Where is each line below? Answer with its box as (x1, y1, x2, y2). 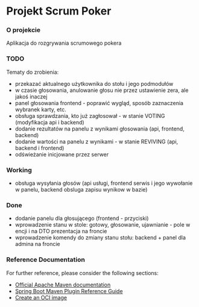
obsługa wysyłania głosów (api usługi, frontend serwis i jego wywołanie (14, 179, 193, 187)
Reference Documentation (6, 256, 86, 264)
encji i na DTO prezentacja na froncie (14, 228, 107, 235)
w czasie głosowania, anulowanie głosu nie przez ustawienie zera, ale (14, 86, 189, 94)
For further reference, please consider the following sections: (6, 269, 159, 276)
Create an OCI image (14, 294, 68, 301)
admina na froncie (14, 241, 60, 248)
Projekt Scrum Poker (6, 4, 112, 18)
